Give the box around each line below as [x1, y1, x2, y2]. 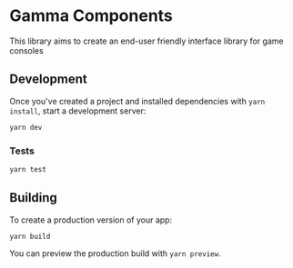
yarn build [9, 232, 51, 241]
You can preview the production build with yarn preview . [9, 248, 221, 259]
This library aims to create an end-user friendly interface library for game [9, 35, 284, 46]
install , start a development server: [9, 105, 146, 116]
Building [9, 190, 57, 205]
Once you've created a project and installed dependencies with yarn [9, 95, 266, 106]
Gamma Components [9, 5, 173, 26]
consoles [9, 45, 44, 55]
